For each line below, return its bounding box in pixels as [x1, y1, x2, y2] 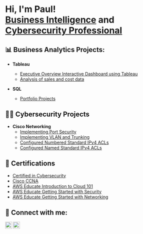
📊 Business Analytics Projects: [5, 45, 105, 54]
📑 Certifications [5, 159, 55, 168]
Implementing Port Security [19, 129, 76, 135]
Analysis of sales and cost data [19, 76, 84, 82]
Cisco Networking [12, 123, 51, 129]
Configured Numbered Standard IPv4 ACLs [19, 139, 109, 145]
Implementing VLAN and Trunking [19, 134, 90, 140]
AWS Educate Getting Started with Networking [12, 194, 108, 200]
